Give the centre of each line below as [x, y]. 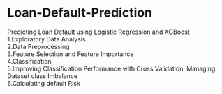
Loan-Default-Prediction [80, 13]
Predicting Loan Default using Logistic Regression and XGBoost [98, 32]
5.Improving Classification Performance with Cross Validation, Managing [111, 68]
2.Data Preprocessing [38, 46]
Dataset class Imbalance [43, 76]
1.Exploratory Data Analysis [46, 39]
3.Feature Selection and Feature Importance [71, 54]
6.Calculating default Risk [44, 83]
